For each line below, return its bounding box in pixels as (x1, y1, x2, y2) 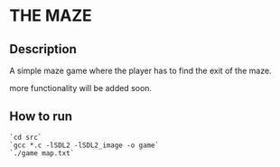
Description (9, 42, 77, 57)
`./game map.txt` (9, 148, 75, 158)
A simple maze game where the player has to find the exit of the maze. (9, 65, 273, 76)
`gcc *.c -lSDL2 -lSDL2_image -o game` (9, 141, 160, 150)
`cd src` (9, 133, 42, 142)
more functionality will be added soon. (9, 83, 152, 93)
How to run (9, 109, 73, 125)
